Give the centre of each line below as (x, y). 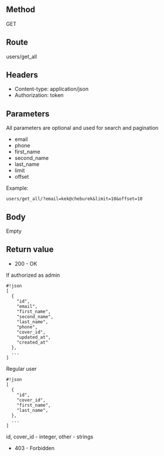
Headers (22, 75)
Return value (30, 249)
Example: (17, 188)
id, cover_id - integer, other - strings (50, 437)
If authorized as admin (33, 275)
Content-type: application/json (52, 89)
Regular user (21, 368)
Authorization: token (39, 95)
